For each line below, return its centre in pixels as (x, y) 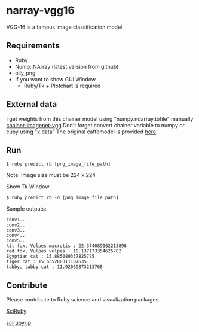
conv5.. (16, 241)
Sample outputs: (26, 209)
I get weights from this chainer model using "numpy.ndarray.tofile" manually (100, 119)
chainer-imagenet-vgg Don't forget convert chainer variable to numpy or (96, 125)
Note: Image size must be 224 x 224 (51, 175)
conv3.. (16, 230)
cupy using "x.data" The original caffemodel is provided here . (82, 132)
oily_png (25, 73)
